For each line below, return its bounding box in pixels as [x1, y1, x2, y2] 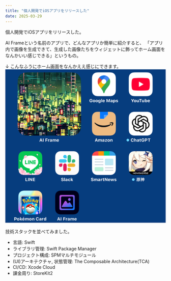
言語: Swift [12, 239, 35, 245]
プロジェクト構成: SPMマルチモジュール [12, 252, 97, 258]
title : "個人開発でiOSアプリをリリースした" [5, 8, 90, 13]
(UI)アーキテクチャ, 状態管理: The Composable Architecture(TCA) [12, 259, 150, 265]
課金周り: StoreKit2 [12, 270, 53, 276]
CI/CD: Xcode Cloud [12, 264, 55, 270]
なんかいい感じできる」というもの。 [5, 52, 81, 59]
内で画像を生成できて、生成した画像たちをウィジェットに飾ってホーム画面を [5, 46, 165, 52]
